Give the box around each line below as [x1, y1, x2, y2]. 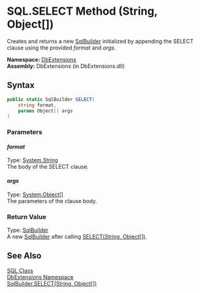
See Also [7, 251, 42, 261]
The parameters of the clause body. [7, 197, 97, 204]
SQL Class [7, 267, 33, 274]
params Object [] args [18, 108, 73, 114]
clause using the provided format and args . [7, 44, 116, 51]
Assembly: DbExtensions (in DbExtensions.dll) [7, 62, 125, 70]
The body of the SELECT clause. [7, 163, 89, 171]
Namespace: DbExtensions [7, 56, 76, 63]
